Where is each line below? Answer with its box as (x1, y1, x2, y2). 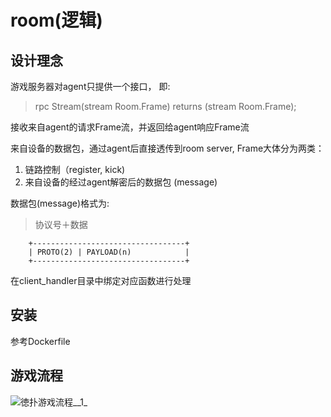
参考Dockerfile (10, 335, 71, 347)
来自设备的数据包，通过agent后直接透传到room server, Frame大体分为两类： (10, 142, 325, 154)
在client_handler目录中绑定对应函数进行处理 (10, 275, 192, 286)
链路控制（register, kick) (24, 164, 126, 175)
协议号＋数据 (34, 219, 88, 230)
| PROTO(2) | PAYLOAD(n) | (28, 247, 190, 257)
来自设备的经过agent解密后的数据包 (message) (24, 176, 218, 188)
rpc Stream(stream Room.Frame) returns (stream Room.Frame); (34, 101, 297, 112)
